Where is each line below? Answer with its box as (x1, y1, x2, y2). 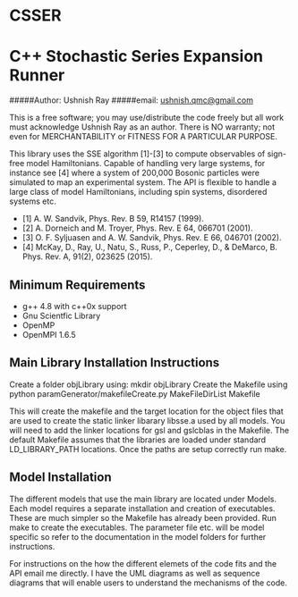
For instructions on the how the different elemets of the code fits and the (9, 558, 277, 568)
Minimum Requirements (9, 277, 146, 292)
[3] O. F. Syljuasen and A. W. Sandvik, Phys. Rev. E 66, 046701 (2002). (21, 232, 282, 243)
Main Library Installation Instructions (9, 355, 220, 371)
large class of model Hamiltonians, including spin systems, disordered (9, 187, 268, 198)
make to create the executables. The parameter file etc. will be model (9, 522, 265, 533)
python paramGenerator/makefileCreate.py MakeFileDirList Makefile (9, 388, 261, 399)
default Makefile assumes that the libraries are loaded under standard (9, 434, 267, 445)
